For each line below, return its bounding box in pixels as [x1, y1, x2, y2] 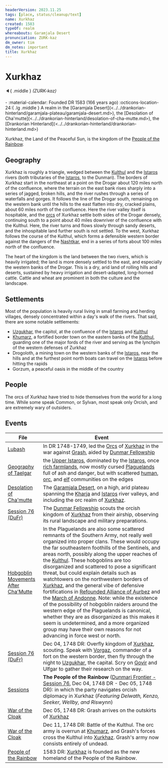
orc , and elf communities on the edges [43, 476, 133, 483]
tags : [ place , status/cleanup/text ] [5, 12, 81, 17]
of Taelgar [7, 469, 31, 476]
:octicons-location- [119, 99, 159, 105]
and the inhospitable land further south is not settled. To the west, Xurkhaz [5, 228, 159, 234]
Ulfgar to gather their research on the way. [43, 665, 143, 672]
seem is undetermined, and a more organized [43, 619, 149, 626]
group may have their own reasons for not [43, 626, 141, 633]
